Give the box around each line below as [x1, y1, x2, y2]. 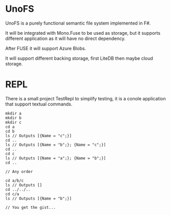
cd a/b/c [5, 178, 24, 183]
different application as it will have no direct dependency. [5, 35, 126, 41]
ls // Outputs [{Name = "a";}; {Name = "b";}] [5, 156, 106, 161]
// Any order [5, 169, 33, 174]
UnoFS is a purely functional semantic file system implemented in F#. [5, 20, 151, 26]
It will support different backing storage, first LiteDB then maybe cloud [5, 55, 153, 61]
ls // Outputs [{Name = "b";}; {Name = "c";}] [5, 142, 106, 147]
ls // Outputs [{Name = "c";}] [5, 133, 72, 138]
